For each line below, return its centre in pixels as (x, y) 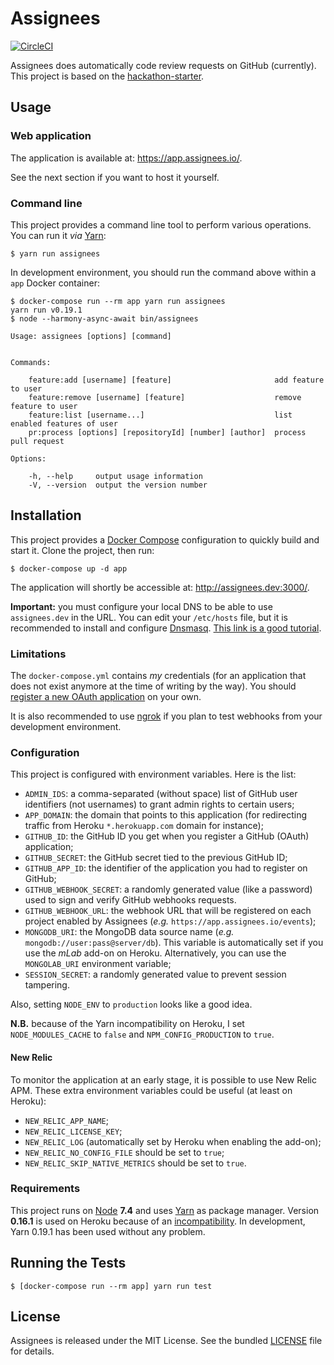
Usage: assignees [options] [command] (91, 336)
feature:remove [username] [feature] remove (165, 397)
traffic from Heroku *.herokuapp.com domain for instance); (144, 826)
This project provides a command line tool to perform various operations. (161, 224)
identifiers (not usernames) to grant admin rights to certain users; (159, 804)
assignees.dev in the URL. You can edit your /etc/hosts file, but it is (149, 617)
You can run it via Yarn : (58, 235)
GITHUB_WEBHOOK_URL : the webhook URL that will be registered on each (168, 911)
